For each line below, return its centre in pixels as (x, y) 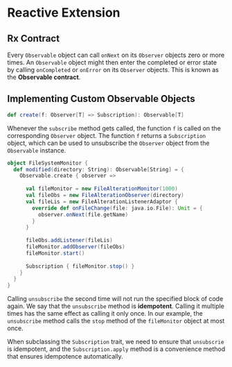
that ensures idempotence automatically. (65, 357)
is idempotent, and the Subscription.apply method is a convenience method (116, 349)
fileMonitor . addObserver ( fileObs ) (75, 247)
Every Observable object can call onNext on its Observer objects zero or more (116, 55)
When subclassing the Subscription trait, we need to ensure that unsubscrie (116, 342)
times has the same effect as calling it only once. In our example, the (105, 314)
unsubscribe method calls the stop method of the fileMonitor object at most (116, 321)
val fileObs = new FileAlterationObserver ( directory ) (105, 196)
